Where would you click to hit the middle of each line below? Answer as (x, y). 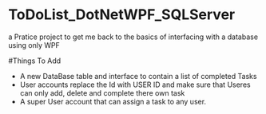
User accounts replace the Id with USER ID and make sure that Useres (135, 85)
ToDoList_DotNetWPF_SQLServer (122, 15)
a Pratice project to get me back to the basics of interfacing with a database (133, 37)
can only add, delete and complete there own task (102, 92)
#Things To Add (35, 61)
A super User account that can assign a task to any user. (113, 101)
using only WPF (34, 45)
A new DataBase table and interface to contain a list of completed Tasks (138, 76)
